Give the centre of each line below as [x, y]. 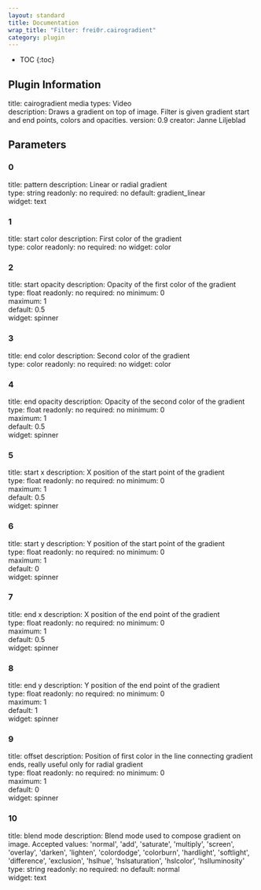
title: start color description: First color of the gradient [95, 239]
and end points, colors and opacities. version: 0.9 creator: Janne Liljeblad [127, 120]
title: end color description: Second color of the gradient [99, 356]
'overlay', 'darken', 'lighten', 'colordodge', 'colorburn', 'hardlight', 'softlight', [129, 852]
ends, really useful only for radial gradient [76, 765]
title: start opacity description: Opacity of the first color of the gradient [122, 285]
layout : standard [37, 15]
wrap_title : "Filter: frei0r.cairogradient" [82, 30]
